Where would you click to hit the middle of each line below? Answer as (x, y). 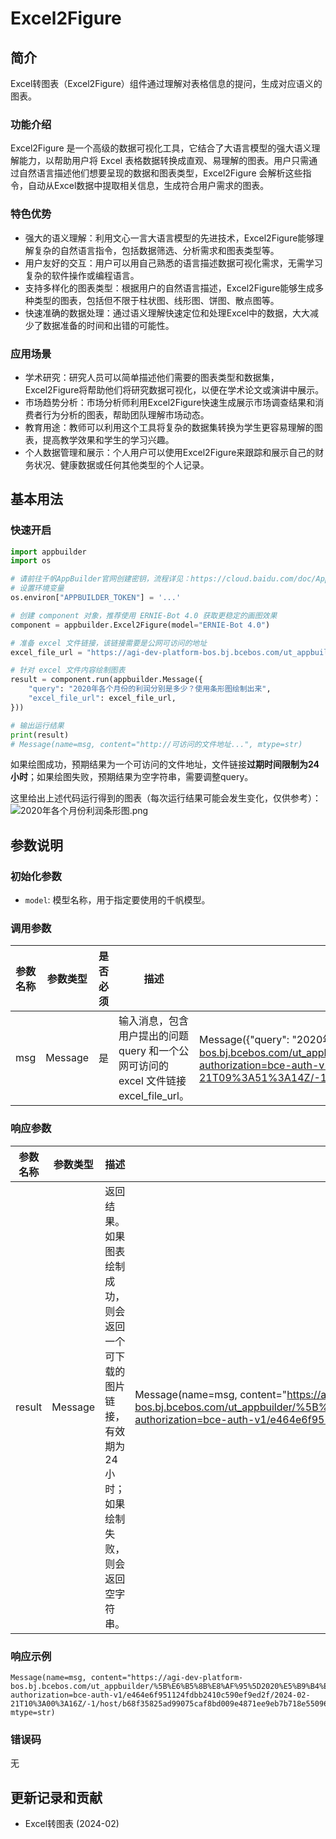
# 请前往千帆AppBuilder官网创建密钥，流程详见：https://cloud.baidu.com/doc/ (163, 579)
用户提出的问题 (154, 1036)
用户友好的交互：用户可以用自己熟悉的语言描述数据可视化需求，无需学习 (173, 263)
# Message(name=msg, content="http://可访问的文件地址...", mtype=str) (156, 744)
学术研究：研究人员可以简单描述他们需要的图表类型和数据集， (152, 377)
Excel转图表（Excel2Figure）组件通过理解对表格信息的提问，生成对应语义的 (166, 83)
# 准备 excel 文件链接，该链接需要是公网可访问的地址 (109, 643)
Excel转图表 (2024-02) (72, 1824)
